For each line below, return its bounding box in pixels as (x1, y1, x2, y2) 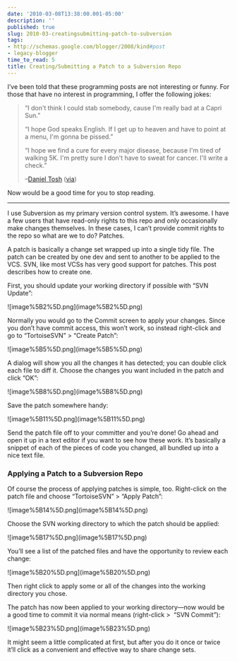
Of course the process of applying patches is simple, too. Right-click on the (7, 484, 227, 493)
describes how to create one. (7, 267, 93, 276)
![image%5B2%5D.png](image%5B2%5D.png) (7, 302, 143, 311)
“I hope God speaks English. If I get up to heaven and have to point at (24, 124, 226, 133)
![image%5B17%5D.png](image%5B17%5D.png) (7, 533, 147, 542)
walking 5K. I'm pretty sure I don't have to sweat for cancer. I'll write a (24, 153, 228, 162)
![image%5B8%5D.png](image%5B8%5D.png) (7, 387, 143, 396)
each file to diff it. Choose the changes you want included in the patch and (7, 365, 224, 375)
